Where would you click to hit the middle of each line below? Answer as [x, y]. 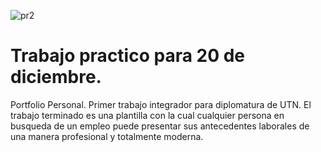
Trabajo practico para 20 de [128, 56]
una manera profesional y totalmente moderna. [107, 136]
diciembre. [56, 77]
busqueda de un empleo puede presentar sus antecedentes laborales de [160, 126]
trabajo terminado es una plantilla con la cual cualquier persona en [147, 115]
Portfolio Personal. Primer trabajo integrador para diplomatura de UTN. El [161, 104]
